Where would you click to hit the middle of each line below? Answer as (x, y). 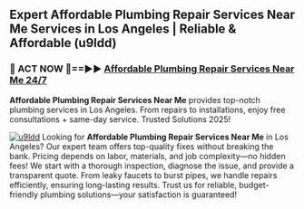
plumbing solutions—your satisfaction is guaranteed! (139, 195)
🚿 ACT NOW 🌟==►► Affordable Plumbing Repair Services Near (152, 69)
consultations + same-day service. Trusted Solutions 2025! (120, 119)
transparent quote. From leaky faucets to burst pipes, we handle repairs (143, 175)
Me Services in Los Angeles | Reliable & (123, 29)
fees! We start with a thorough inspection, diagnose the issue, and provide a (152, 166)
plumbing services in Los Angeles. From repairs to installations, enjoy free (147, 109)
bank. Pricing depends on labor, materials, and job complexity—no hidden (147, 156)
